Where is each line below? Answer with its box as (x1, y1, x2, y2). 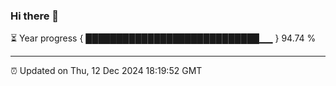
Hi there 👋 (10, 9, 60, 23)
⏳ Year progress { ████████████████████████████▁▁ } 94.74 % (10, 32, 317, 44)
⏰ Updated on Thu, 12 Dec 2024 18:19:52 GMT (10, 65, 203, 77)
